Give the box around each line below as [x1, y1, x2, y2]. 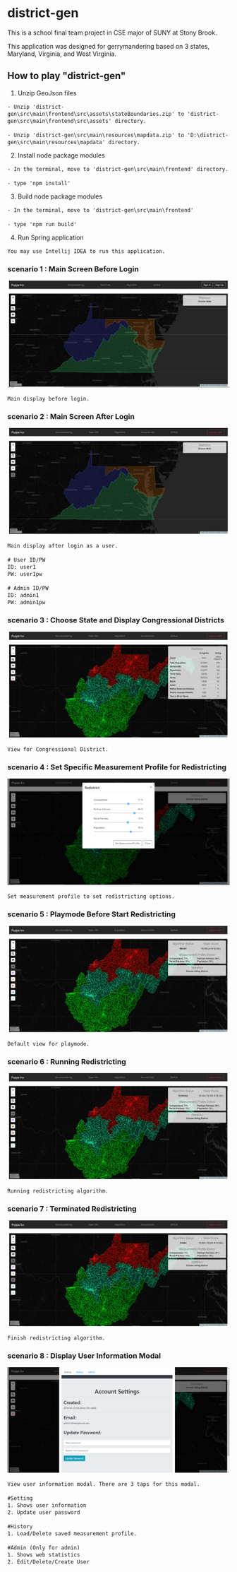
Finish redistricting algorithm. [7, 1334, 106, 1342]
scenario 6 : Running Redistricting [7, 1056, 127, 1066]
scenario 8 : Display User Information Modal [7, 1351, 161, 1361]
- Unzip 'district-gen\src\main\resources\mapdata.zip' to [7, 131, 185, 138]
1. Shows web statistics [7, 1552, 80, 1559]
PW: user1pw [7, 570, 42, 577]
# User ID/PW [7, 556, 46, 563]
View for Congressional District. [7, 746, 109, 753]
